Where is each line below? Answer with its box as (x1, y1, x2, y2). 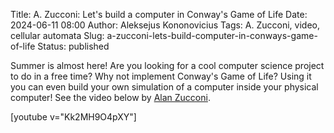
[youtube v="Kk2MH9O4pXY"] (10, 111, 137, 123)
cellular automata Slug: (10, 30, 105, 41)
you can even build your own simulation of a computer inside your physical (10, 81, 319, 93)
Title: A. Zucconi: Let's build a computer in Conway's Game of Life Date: (10, 9, 308, 20)
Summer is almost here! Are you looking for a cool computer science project (10, 60, 325, 71)
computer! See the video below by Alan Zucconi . (10, 92, 211, 103)
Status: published (37, 40, 110, 52)
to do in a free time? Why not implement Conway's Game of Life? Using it (10, 70, 312, 82)
